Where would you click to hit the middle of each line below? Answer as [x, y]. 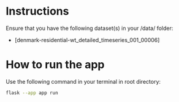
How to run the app [55, 65]
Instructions [37, 11]
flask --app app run [32, 93]
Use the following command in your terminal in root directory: [83, 81]
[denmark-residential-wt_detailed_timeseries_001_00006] [87, 40]
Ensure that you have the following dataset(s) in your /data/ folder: [89, 28]
